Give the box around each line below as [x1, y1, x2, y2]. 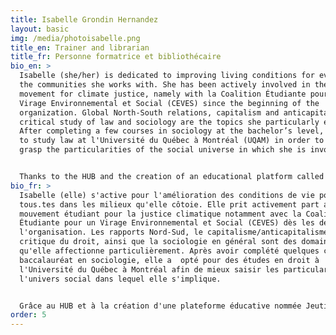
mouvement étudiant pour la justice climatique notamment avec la [19, 209, 302, 219]
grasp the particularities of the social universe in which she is [19, 145, 307, 155]
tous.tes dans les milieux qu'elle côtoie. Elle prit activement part [19, 199, 320, 210]
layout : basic [10, 24, 70, 34]
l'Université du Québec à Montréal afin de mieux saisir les [19, 264, 280, 275]
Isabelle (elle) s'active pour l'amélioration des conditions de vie [19, 190, 315, 200]
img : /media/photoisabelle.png [10, 33, 141, 43]
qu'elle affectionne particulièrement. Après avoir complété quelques [19, 246, 320, 256]
